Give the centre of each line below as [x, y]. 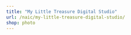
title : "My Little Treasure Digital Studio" [62, 12]
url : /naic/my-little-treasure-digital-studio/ [66, 17]
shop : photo [21, 23]
